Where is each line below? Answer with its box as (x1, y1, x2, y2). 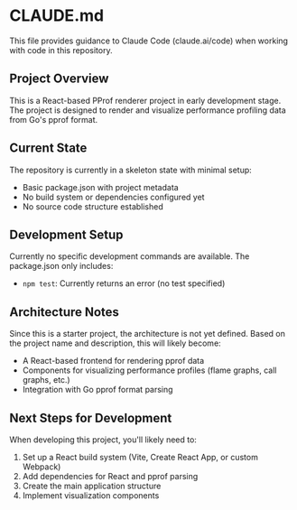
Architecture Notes (9, 304, 120, 320)
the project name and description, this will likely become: (9, 338, 221, 348)
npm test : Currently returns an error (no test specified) (22, 278, 226, 289)
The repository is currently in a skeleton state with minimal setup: (9, 164, 253, 175)
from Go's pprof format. (9, 114, 98, 125)
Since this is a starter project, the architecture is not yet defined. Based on (9, 329, 286, 339)
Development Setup (9, 227, 124, 242)
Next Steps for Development (9, 410, 172, 425)
